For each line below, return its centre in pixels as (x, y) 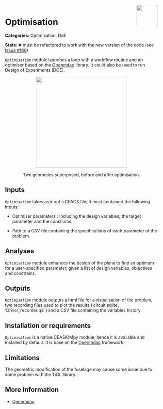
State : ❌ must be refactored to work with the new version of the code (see (80, 45)
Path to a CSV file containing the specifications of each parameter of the (85, 230)
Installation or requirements (48, 325)
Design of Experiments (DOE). (35, 70)
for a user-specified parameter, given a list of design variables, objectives (79, 268)
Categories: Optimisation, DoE (36, 35)
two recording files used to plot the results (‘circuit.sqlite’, (62, 305)
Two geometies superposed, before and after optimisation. (81, 175)
